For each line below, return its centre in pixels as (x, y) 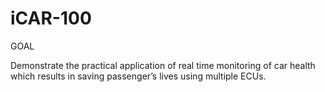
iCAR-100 (51, 18)
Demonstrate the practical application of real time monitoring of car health (163, 65)
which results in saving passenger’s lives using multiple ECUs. (138, 76)
